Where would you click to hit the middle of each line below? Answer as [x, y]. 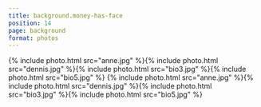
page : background [37, 30]
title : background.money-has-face [66, 16]
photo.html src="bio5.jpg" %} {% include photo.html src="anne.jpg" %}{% [131, 77]
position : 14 [30, 23]
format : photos [34, 38]
